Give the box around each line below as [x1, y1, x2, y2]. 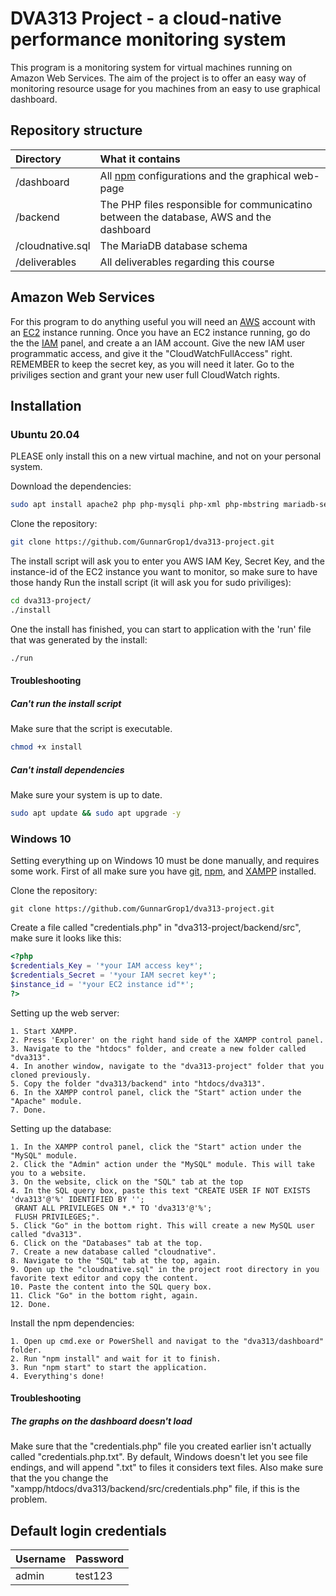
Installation [10, 397, 82, 414]
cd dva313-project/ [10, 596, 92, 606]
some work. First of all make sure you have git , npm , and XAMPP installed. [10, 865, 317, 877]
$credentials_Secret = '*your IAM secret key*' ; [10, 970, 217, 980]
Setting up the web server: [10, 1007, 120, 1019]
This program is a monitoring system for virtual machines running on [10, 61, 293, 73]
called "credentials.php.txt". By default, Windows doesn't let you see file [10, 1451, 308, 1463]
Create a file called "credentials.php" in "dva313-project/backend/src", [10, 922, 302, 934]
